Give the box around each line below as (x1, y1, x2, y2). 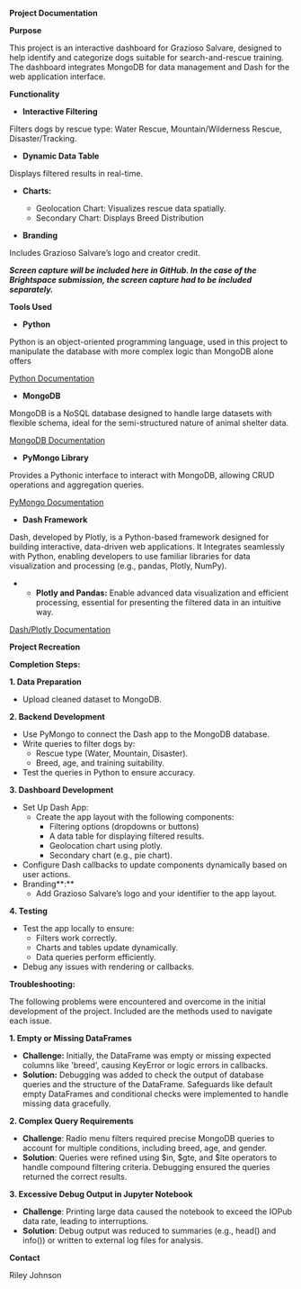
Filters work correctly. (35, 932, 118, 943)
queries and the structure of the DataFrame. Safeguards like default (22, 1079, 273, 1089)
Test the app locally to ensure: (22, 923, 135, 933)
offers (9, 356, 31, 366)
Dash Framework (22, 514, 88, 525)
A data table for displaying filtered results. (49, 831, 205, 841)
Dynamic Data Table (22, 150, 100, 161)
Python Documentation (9, 373, 95, 384)
